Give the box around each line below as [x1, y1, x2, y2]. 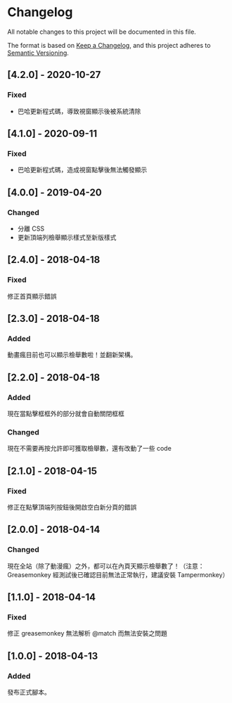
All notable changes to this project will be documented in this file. [7, 27, 197, 36]
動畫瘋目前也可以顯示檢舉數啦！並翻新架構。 [7, 351, 137, 359]
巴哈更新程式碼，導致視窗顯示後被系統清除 [17, 107, 141, 115]
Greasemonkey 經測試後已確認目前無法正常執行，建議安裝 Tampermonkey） [7, 570, 229, 579]
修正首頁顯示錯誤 [7, 292, 57, 300]
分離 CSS [17, 224, 44, 233]
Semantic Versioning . [7, 49, 69, 57]
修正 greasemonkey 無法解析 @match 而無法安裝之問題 [7, 629, 167, 638]
